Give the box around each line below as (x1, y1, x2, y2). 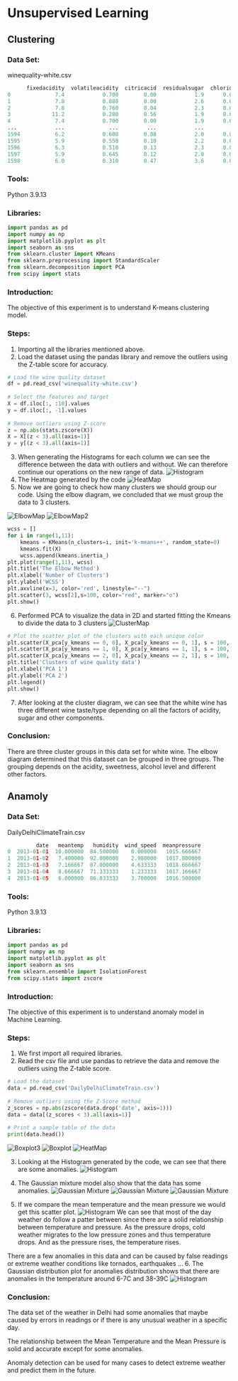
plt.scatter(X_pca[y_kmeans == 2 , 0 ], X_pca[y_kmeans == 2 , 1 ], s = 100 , (7, 652, 230, 659)
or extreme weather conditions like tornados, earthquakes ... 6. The (7, 1259, 204, 1268)
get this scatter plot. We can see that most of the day (17, 1207, 212, 1217)
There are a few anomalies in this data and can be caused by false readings (7, 1252, 228, 1260)
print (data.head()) (7, 1131, 65, 1139)
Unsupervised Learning (7, 5, 149, 21)
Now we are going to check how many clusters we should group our (17, 483, 217, 491)
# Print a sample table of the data (7, 1124, 115, 1131)
